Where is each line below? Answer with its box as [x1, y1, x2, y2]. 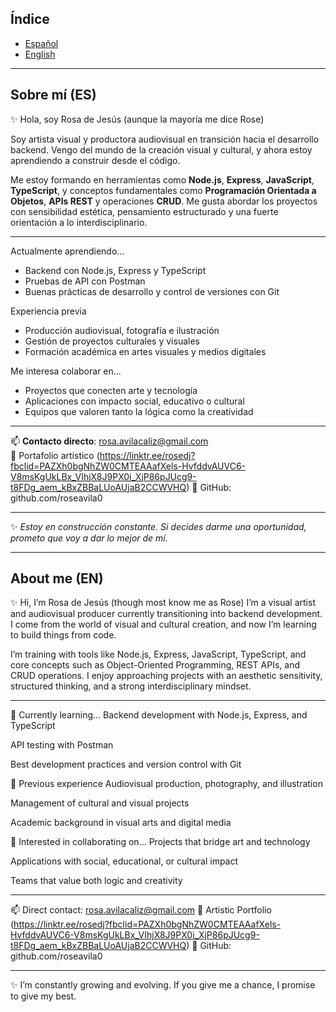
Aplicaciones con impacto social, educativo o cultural [24, 395, 245, 407]
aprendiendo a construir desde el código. [10, 154, 181, 166]
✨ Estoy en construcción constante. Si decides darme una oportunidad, [10, 520, 307, 532]
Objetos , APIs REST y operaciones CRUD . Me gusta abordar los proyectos [10, 195, 318, 207]
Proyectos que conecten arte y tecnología [24, 384, 198, 396]
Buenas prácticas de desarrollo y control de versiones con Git [24, 285, 280, 297]
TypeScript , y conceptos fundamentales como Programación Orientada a [10, 184, 317, 196]
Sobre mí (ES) [10, 87, 97, 104]
